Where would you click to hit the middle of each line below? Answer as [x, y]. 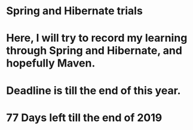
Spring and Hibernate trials [75, 11]
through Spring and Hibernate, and [94, 51]
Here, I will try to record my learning [97, 38]
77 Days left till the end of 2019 [84, 118]
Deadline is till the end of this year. [94, 91]
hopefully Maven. [51, 63]
